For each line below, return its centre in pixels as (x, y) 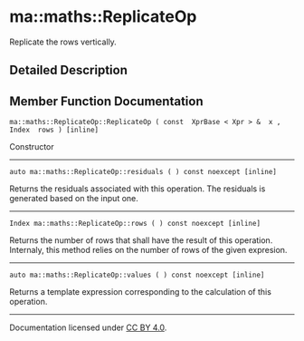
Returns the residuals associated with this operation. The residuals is (138, 189)
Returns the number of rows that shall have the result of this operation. (141, 240)
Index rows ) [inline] (54, 130)
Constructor (32, 147)
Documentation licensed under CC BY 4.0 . (88, 327)
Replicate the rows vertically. (63, 42)
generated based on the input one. (74, 199)
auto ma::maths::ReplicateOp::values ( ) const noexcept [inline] (137, 275)
